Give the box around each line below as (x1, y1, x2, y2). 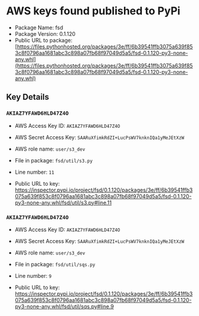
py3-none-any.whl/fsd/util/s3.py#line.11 (14, 199, 112, 206)
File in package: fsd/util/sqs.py (14, 260, 95, 268)
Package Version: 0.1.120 (14, 30, 76, 37)
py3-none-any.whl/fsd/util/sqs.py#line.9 (14, 303, 114, 310)
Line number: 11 (14, 168, 55, 176)
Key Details (6, 92, 49, 102)
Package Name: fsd (14, 24, 64, 31)
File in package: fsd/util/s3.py (14, 157, 93, 164)
